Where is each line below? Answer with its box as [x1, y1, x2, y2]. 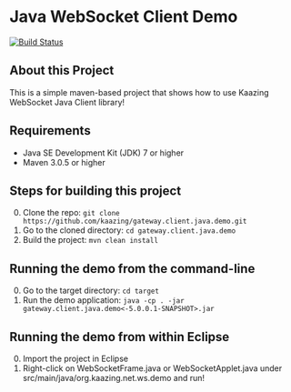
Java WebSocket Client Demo [9, 6, 238, 27]
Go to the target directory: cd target [22, 285, 159, 297]
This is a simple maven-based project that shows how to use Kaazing [9, 86, 270, 97]
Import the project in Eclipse [22, 353, 129, 364]
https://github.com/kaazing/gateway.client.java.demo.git [22, 216, 247, 226]
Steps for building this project [9, 183, 182, 198]
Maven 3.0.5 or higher [22, 156, 106, 167]
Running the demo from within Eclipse [9, 329, 230, 345]
